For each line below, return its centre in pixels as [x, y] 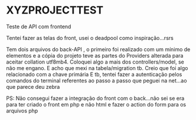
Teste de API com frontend [39, 26]
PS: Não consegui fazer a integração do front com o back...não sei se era [95, 98]
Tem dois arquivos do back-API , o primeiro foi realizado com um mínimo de [98, 49]
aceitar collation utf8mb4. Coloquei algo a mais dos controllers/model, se [95, 62]
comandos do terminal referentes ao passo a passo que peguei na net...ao [97, 81]
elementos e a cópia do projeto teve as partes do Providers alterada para [95, 55]
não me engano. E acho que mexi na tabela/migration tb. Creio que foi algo [97, 68]
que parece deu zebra [33, 86]
